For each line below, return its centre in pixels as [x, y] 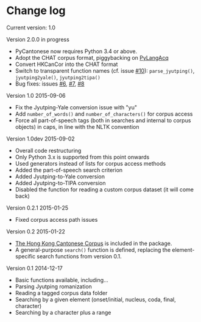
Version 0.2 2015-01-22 [36, 231]
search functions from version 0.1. [79, 256]
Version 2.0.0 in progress [38, 39]
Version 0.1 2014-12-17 [34, 268]
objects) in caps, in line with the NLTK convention [77, 126]
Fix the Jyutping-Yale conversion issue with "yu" [76, 107]
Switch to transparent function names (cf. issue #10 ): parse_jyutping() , [105, 70]
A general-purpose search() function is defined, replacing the [93, 250]
